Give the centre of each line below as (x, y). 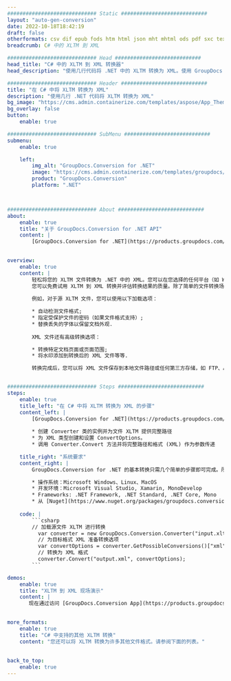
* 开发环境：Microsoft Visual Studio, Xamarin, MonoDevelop (117, 489)
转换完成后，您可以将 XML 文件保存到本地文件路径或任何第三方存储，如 (119, 368)
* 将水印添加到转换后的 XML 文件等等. (80, 356)
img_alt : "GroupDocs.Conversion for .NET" (93, 166)
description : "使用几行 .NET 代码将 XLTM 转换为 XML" (80, 96)
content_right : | (44, 463)
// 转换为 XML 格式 (63, 553)
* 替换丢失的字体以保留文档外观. (73, 324)
